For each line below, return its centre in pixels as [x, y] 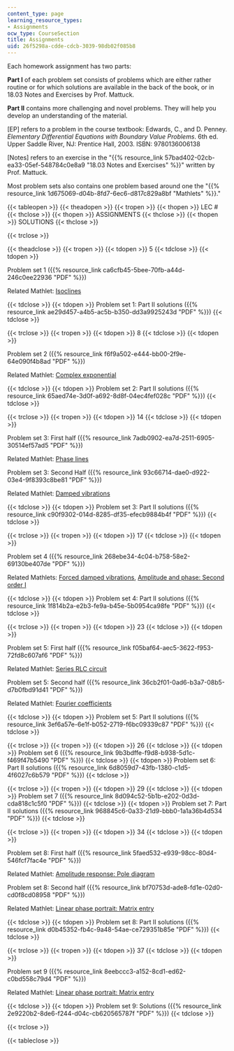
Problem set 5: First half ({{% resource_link [69, 648]
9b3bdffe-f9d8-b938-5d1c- [155, 753]
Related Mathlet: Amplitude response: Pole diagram [81, 874]
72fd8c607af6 [28, 655]
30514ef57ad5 [28, 445]
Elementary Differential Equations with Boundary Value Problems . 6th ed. [113, 136]
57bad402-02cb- [190, 157]
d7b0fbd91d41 [28, 690]
